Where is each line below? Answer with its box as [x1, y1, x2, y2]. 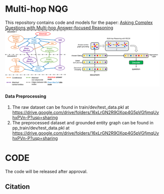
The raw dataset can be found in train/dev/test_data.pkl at [12, 104, 129, 110]
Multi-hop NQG [5, 3, 69, 15]
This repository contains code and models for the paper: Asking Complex [5, 19, 153, 25]
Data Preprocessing [5, 94, 47, 99]
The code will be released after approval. [5, 168, 88, 174]
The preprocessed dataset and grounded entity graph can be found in [12, 119, 154, 125]
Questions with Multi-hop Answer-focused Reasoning [5, 24, 114, 30]
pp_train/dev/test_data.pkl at [12, 125, 70, 131]
